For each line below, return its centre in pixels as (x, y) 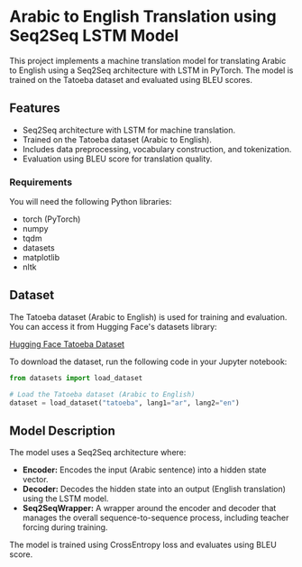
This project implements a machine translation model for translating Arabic (148, 60)
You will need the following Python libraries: (91, 202)
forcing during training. (65, 527)
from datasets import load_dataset (76, 378)
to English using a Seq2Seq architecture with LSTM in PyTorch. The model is (151, 70)
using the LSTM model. (65, 498)
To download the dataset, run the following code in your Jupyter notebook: (148, 361)
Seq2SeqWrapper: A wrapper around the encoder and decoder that (149, 508)
